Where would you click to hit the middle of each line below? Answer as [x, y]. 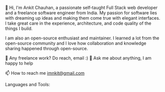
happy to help [19, 63]
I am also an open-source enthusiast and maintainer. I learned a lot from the [82, 38]
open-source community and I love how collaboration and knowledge [76, 43]
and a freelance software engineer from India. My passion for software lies [81, 13]
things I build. [19, 29]
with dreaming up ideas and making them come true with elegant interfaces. [83, 18]
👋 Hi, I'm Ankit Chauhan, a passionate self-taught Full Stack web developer [82, 8]
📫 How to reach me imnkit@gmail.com [45, 73]
